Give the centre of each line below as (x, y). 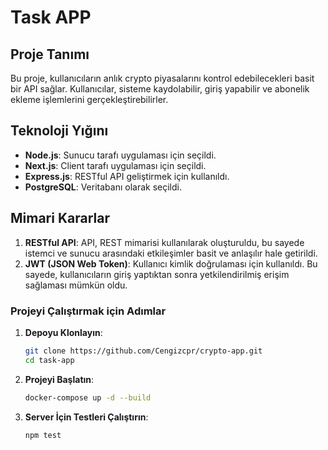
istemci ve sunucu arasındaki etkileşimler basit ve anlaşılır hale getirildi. (171, 253)
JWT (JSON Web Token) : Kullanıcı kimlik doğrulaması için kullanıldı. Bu (171, 263)
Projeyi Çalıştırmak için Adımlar (88, 311)
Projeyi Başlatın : (59, 379)
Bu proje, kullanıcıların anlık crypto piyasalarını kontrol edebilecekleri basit (162, 78)
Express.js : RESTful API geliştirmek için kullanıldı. (127, 176)
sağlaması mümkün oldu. (76, 285)
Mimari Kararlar (60, 218)
